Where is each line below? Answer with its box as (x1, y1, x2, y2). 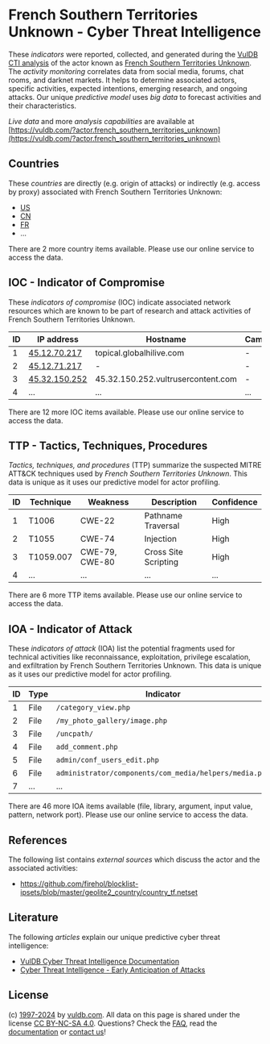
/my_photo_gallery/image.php (55, 716, 167, 726)
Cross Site (144, 547, 183, 558)
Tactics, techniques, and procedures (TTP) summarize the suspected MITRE (8, 460, 262, 470)
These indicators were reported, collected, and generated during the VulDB (8, 49, 259, 59)
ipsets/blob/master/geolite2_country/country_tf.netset (19, 888, 198, 896)
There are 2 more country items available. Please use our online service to (8, 243, 255, 253)
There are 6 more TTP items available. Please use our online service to (8, 590, 243, 600)
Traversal (144, 520, 180, 531)
